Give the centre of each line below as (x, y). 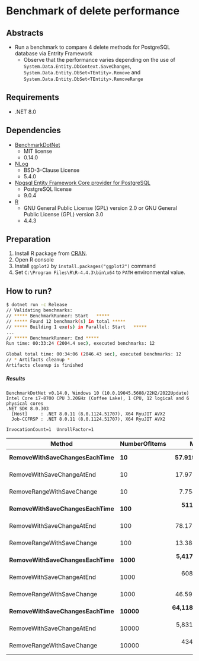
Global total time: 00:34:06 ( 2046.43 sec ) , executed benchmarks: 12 (94, 354)
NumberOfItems (143, 443)
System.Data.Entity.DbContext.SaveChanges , (77, 66)
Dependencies (33, 130)
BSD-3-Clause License (52, 170)
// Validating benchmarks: (39, 310)
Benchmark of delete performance (93, 11)
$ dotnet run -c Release (37, 305)
